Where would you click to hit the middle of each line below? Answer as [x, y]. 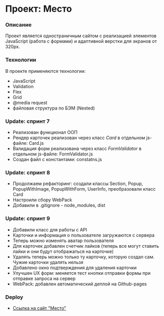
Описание [19, 25]
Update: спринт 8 [28, 173]
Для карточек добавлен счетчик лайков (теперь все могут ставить [86, 246]
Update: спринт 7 [28, 121]
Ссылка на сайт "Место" [39, 308]
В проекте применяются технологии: [46, 71]
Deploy [14, 297]
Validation [23, 86]
